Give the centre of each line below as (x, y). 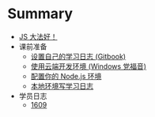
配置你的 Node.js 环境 (66, 76)
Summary (40, 14)
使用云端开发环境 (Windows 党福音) (89, 66)
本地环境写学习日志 (62, 86)
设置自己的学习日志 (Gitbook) (78, 56)
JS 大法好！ (38, 36)
